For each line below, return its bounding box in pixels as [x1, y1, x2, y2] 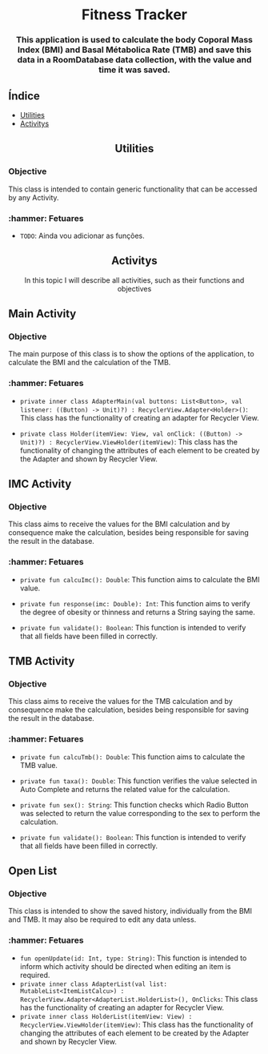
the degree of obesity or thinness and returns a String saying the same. [19, 607, 256, 617]
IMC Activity [8, 477, 72, 491]
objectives [117, 284, 152, 293]
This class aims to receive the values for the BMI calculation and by [8, 519, 230, 529]
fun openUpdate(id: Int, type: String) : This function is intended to [19, 953, 247, 963]
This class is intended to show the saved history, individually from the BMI [8, 907, 252, 916]
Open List [8, 864, 58, 878]
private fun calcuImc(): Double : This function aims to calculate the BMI [19, 574, 260, 584]
